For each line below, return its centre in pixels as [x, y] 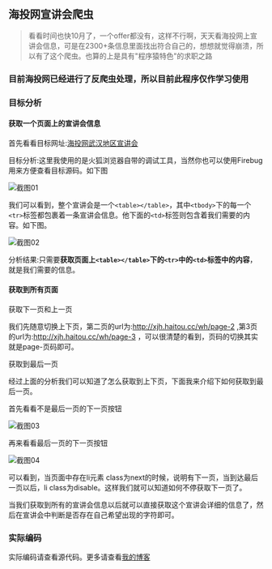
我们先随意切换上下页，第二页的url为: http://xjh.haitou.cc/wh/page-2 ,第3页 [133, 327]
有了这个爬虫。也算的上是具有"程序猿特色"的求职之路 [124, 56]
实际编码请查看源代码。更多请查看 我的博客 [79, 557]
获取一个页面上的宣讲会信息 [55, 123]
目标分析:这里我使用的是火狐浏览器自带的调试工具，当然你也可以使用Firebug [136, 160]
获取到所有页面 [33, 289]
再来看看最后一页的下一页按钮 [58, 443]
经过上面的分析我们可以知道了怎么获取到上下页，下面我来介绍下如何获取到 [132, 381]
